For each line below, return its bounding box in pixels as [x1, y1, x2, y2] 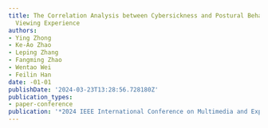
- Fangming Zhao [8, 56, 62, 64]
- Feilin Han [8, 71, 52, 79]
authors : [8, 26, 37, 34]
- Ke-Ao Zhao [8, 41, 52, 49]
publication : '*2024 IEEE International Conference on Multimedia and [8, 108, 248, 116]
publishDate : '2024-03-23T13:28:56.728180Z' [8, 85, 159, 94]
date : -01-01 [8, 78, 52, 86]
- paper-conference [8, 100, 73, 108]
